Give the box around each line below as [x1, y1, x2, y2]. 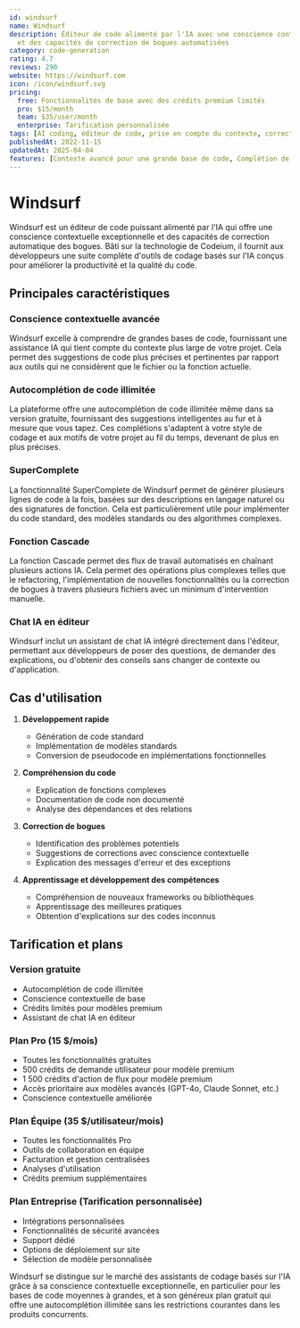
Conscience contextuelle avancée [9, 312, 161, 325]
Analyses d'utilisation [21, 1164, 101, 1174]
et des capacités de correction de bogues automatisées [17, 37, 229, 47]
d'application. [9, 664, 60, 675]
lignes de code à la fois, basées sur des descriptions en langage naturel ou [9, 494, 285, 504]
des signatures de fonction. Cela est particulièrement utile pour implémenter [9, 503, 290, 514]
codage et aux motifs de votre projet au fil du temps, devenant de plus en [9, 432, 279, 443]
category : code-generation [9, 46, 110, 55]
